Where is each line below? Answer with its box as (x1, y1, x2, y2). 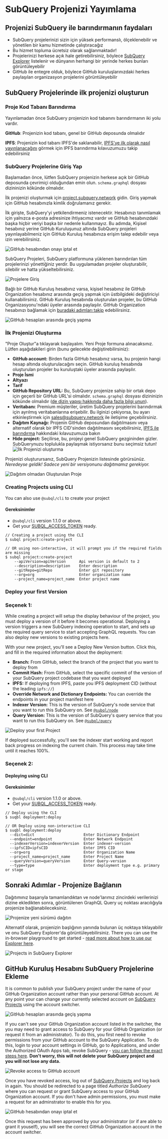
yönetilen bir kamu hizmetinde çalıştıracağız (12, 42, 103, 48)
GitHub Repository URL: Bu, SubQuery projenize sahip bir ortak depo (12, 388, 156, 394)
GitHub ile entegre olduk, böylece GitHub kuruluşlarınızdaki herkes (12, 69, 150, 75)
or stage (5, 867, 23, 872)
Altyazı (12, 377, 28, 383)
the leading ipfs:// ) (12, 686, 54, 691)
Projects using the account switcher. (5, 1002, 80, 1008)
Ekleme (5, 972, 29, 981)
